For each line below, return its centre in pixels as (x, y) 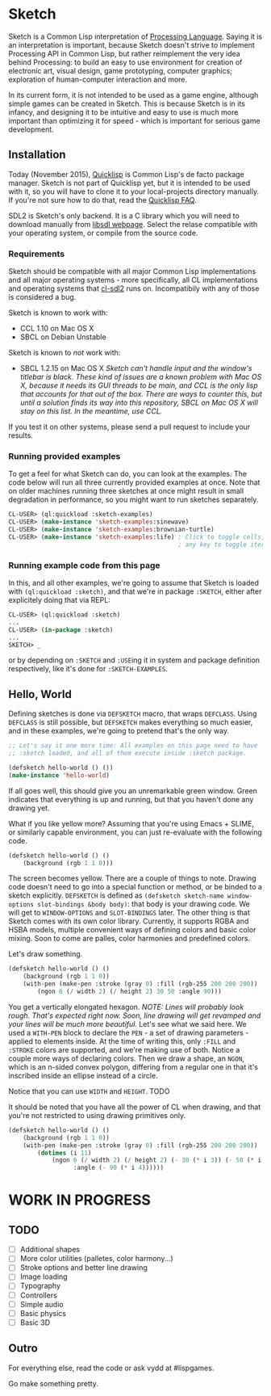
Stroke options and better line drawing (83, 1268)
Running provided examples (65, 456)
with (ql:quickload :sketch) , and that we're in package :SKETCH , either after (135, 591)
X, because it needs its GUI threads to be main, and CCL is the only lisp (139, 385)
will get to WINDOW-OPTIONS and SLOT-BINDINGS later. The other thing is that (129, 913)
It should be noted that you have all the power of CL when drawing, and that (135, 1107)
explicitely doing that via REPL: (59, 600)
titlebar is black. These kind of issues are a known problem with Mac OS (141, 377)
